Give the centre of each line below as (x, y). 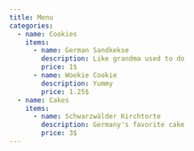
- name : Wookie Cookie (75, 75)
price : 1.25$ (65, 91)
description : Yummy (77, 83)
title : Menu (31, 17)
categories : (31, 26)
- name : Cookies (47, 34)
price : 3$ (59, 133)
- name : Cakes (43, 100)
